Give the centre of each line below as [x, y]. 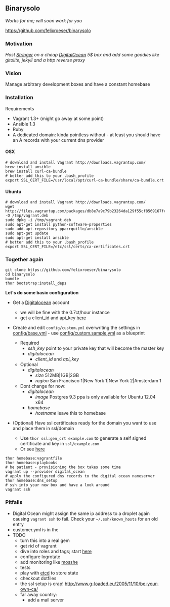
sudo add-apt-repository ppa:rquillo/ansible [54, 229]
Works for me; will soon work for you [44, 20]
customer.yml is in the [35, 529]
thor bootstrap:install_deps [36, 283]
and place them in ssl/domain [43, 429]
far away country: [38, 594]
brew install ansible [28, 167]
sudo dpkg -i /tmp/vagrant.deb [38, 220]
